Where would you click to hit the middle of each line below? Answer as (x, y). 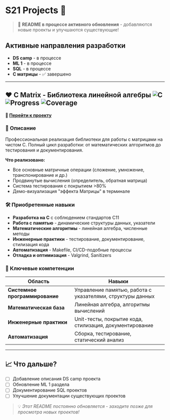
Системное (22, 290)
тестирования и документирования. (44, 150)
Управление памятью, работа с (113, 290)
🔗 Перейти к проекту (29, 115)
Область (38, 282)
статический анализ (99, 340)
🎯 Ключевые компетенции (40, 269)
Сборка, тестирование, (103, 334)
